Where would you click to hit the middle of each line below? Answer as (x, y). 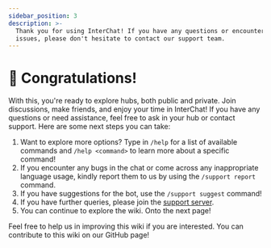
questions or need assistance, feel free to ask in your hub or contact (122, 118)
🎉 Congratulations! (73, 78)
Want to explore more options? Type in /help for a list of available (129, 142)
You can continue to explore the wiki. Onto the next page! (115, 211)
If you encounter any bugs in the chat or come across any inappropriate (139, 168)
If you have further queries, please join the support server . (117, 202)
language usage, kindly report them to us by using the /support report (138, 177)
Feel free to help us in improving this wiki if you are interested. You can (126, 226)
